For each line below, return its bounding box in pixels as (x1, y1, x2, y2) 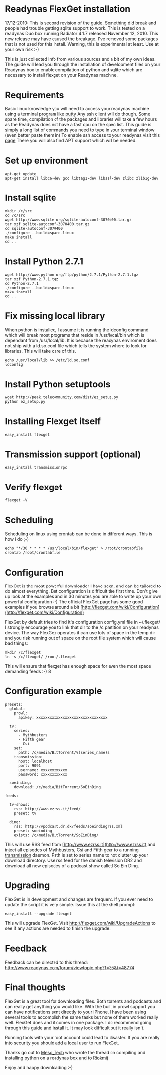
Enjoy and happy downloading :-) (5, 1065, 73, 1070)
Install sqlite (5, 193, 56, 203)
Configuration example (5, 685, 102, 697)
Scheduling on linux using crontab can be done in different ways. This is (5, 531, 153, 537)
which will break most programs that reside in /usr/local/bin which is (5, 332, 145, 338)
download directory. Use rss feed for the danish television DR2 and (5, 857, 142, 864)
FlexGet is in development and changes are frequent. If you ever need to (5, 896, 153, 902)
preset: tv (14, 811, 37, 816)
